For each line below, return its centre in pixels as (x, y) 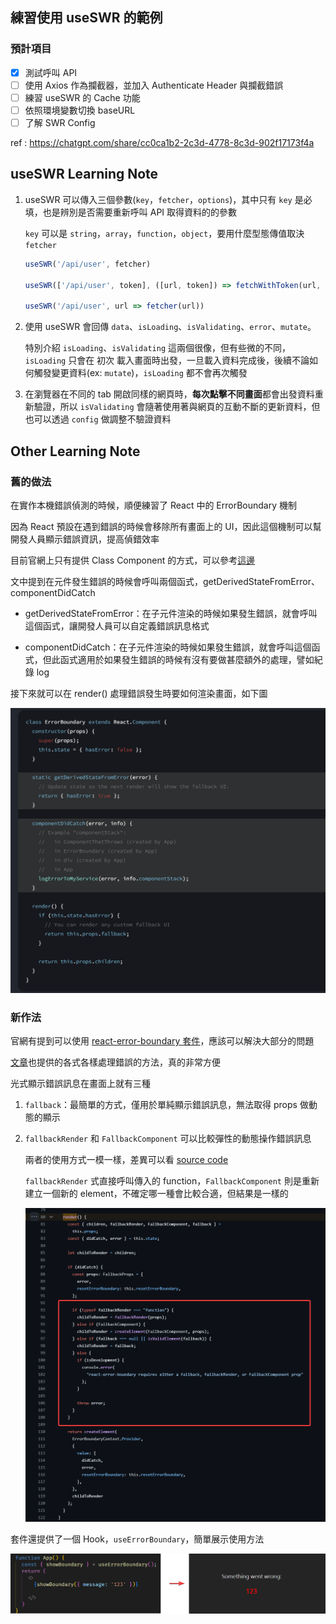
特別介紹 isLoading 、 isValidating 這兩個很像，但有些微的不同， (158, 348)
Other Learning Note (75, 451)
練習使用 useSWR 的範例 (86, 18)
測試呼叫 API (51, 72)
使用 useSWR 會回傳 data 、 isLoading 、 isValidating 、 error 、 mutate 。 (170, 327)
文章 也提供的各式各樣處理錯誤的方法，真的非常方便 (115, 1062)
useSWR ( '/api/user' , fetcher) (88, 264)
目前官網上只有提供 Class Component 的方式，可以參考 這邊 (133, 560)
